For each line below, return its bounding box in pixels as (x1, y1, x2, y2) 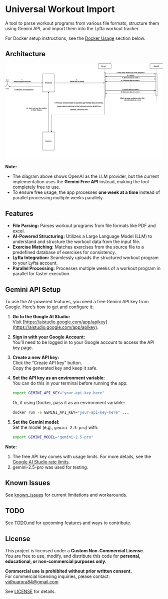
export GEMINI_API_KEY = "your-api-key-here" (12, 391, 105, 396)
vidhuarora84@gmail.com (5, 579, 59, 585)
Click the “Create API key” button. (12, 360, 82, 366)
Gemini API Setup (5, 285, 61, 294)
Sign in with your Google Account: (12, 334, 85, 340)
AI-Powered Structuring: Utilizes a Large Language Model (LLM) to (12, 233, 152, 239)
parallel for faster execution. (12, 271, 71, 277)
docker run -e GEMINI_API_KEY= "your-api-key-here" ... (12, 410, 129, 415)
